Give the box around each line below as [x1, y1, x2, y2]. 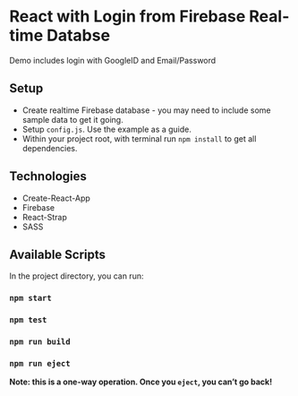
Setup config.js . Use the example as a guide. [21, 124, 192, 134]
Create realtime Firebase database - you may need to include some [21, 105, 271, 116]
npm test [9, 315, 47, 325]
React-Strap [21, 211, 67, 222]
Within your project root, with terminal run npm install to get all [21, 133, 257, 144]
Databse [46, 25, 110, 46]
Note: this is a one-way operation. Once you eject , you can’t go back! [9, 376, 273, 387]
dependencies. [21, 142, 78, 153]
